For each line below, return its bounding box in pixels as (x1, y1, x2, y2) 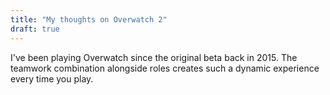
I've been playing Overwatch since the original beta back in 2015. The (10, 51, 298, 63)
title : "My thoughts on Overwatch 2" (10, 14, 168, 25)
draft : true (10, 24, 60, 34)
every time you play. (10, 72, 94, 85)
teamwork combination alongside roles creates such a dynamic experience (10, 62, 320, 74)
